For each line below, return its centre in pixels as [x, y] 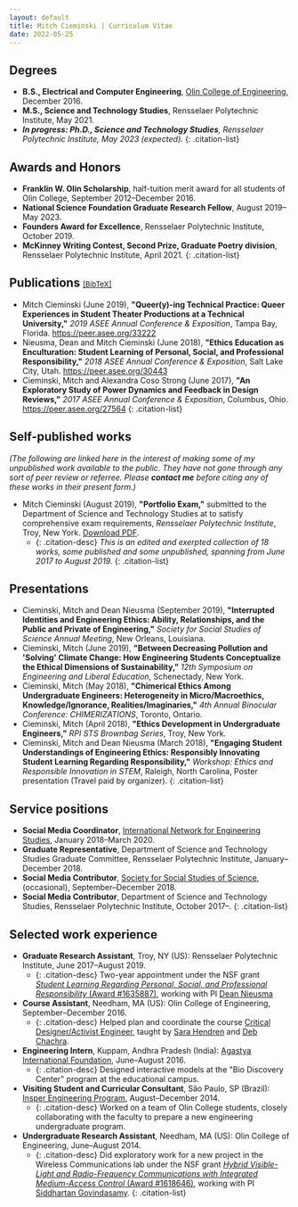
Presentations [49, 589]
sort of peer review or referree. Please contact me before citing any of [139, 477]
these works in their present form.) [72, 486]
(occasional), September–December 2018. [99, 888]
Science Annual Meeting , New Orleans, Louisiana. [114, 639]
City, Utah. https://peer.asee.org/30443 [95, 370]
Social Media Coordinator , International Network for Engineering [141, 831]
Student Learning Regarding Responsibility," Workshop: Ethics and [148, 762]
